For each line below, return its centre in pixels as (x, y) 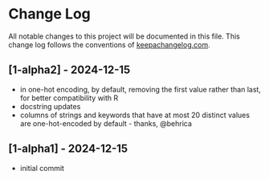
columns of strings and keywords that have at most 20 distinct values (135, 115)
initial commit (42, 168)
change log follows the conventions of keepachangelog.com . (109, 44)
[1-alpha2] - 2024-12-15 (69, 70)
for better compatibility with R (69, 98)
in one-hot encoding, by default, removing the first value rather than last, (140, 89)
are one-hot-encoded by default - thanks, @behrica (106, 123)
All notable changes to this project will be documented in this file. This (124, 36)
